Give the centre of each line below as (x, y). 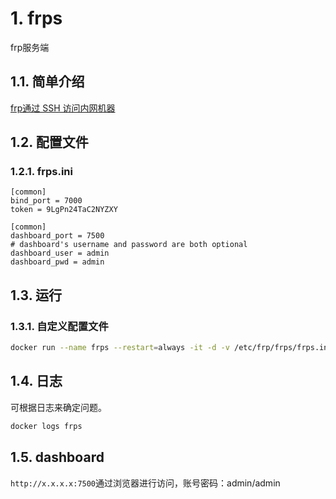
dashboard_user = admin (60, 253)
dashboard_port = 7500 (57, 236)
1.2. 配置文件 (49, 142)
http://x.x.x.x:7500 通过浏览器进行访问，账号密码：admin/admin (145, 483)
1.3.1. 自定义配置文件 (59, 326)
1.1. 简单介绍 (47, 82)
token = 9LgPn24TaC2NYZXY (64, 210)
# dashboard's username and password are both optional (129, 245)
